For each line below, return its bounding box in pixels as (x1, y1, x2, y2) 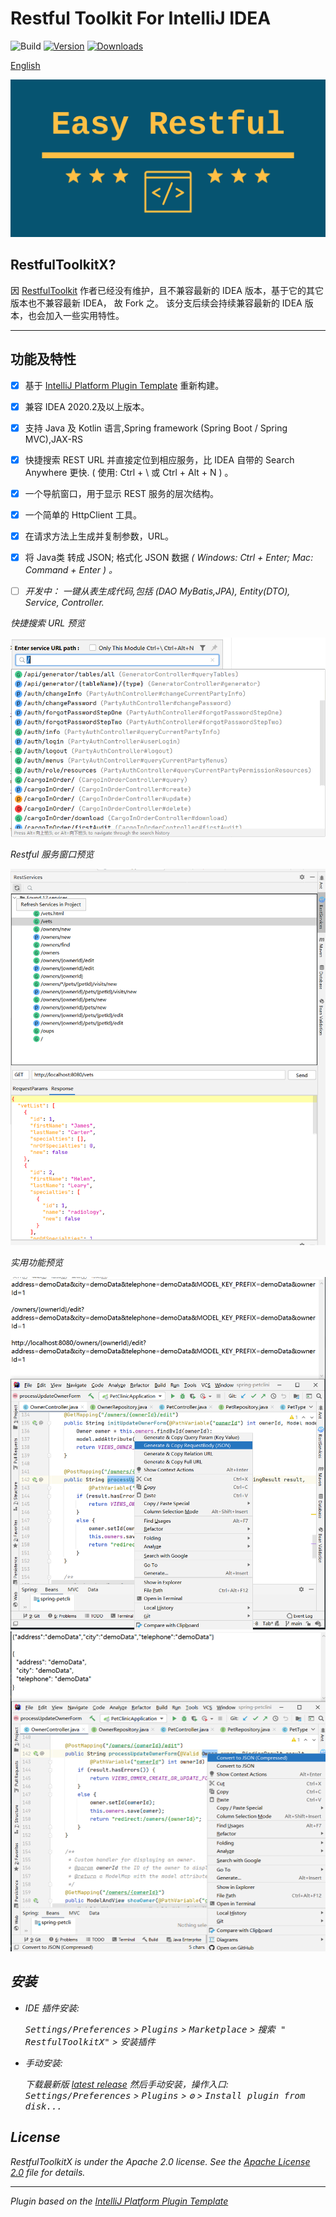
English (10, 59, 41, 71)
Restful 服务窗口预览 (10, 848, 95, 860)
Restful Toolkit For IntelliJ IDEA (10, 7, 272, 30)
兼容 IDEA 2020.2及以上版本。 (24, 400, 150, 412)
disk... (24, 2100, 63, 2112)
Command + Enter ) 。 (24, 564, 118, 576)
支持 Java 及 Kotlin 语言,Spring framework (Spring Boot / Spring (24, 422, 288, 434)
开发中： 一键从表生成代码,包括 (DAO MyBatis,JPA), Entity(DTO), (24, 585, 291, 597)
